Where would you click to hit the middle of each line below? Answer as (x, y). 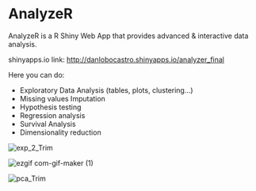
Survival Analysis (48, 124)
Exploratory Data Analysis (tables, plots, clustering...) (106, 90)
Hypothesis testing (50, 107)
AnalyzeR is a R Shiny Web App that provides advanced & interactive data (128, 36)
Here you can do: (36, 74)
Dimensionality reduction (60, 132)
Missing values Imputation (62, 98)
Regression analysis (52, 115)
